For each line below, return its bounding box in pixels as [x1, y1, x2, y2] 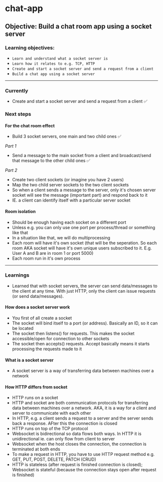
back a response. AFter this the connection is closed [12, 420, 117, 426]
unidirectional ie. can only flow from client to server [12, 436, 115, 442]
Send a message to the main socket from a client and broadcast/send [12, 153, 151, 158]
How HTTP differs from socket [5, 384, 68, 390]
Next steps [5, 111, 32, 118]
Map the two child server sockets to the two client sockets [12, 182, 129, 188]
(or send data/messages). [12, 293, 64, 299]
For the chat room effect [5, 123, 55, 128]
